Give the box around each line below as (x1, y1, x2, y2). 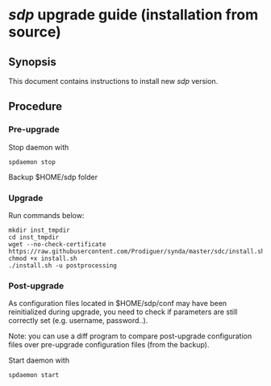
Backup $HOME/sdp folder (8, 172, 98, 182)
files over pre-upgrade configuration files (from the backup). (8, 340, 210, 350)
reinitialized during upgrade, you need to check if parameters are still (8, 307, 238, 317)
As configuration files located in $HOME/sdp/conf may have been (8, 299, 227, 308)
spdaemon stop (8, 157, 56, 166)
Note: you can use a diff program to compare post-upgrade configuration (8, 331, 252, 341)
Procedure (8, 99, 63, 114)
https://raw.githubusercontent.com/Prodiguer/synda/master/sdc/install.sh (8, 247, 265, 255)
